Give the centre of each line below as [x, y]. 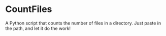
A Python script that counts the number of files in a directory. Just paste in [83, 23]
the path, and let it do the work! [38, 28]
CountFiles [29, 9]
